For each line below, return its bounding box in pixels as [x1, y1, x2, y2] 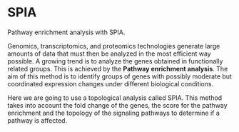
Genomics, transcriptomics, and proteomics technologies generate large [7, 41, 220, 50]
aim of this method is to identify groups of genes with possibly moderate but [7, 72, 232, 81]
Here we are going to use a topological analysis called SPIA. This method [7, 93, 223, 102]
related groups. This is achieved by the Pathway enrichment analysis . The [7, 64, 228, 73]
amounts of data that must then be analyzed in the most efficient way [7, 49, 212, 58]
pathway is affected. [7, 116, 68, 125]
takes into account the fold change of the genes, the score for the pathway [7, 101, 228, 109]
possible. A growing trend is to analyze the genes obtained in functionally [7, 56, 223, 65]
